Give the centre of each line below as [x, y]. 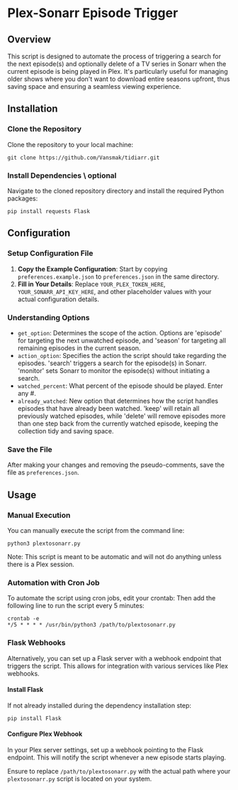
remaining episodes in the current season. [79, 348]
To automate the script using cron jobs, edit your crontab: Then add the [112, 598]
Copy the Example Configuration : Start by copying [92, 269]
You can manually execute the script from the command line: [96, 530]
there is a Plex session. [41, 564]
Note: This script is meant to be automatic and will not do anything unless [114, 556]
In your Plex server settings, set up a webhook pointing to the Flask [106, 750]
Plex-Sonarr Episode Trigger [93, 13]
